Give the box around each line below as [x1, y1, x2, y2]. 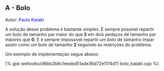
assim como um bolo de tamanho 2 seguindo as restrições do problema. [5, 41, 152, 48]
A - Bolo [5, 4, 31, 12]
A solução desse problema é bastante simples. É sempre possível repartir [5, 26, 154, 32]
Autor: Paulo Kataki [5, 17, 44, 22]
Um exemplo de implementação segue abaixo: [5, 51, 99, 57]
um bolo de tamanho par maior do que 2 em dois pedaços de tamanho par [5, 31, 156, 37]
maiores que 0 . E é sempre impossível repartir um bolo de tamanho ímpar [5, 36, 154, 42]
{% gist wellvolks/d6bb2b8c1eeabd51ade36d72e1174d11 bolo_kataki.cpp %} [5, 60, 159, 66]
